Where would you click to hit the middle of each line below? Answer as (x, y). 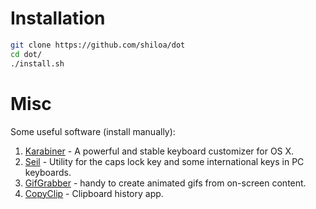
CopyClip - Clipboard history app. (94, 193)
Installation (58, 18)
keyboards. (48, 172)
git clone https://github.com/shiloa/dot (98, 45)
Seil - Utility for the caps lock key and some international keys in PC (164, 161)
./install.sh (37, 63)
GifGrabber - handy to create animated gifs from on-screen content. (165, 183)
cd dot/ (26, 54)
